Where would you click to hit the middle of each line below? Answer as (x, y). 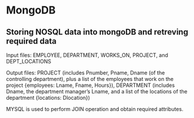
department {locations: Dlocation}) (48, 98)
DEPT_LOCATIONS (29, 61)
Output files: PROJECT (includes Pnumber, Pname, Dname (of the (86, 73)
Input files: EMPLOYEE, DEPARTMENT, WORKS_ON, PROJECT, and (87, 55)
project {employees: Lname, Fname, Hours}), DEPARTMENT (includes (91, 85)
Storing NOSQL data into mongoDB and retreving (97, 32)
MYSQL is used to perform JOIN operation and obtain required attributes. (95, 109)
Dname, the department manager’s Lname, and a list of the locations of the (97, 91)
